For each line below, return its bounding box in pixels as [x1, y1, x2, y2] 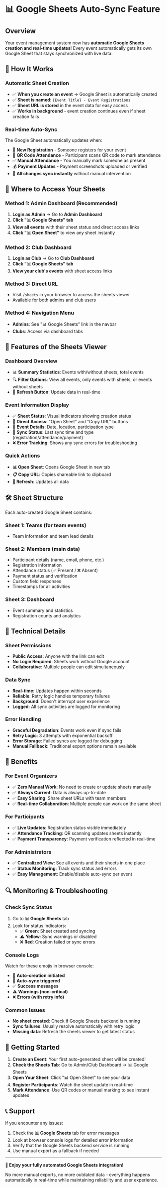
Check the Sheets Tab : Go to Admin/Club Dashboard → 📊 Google [12, 1062, 149, 1068]
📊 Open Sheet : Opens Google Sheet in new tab [12, 464, 110, 470]
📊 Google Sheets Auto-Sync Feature [5, 3, 161, 15]
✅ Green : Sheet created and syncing [19, 928, 95, 934]
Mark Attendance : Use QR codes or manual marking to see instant [12, 1087, 150, 1093]
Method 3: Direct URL [5, 280, 58, 287]
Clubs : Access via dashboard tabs [12, 328, 83, 334]
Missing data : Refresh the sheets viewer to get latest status [12, 1029, 135, 1035]
